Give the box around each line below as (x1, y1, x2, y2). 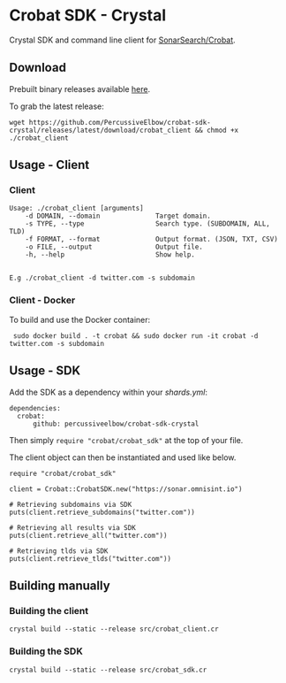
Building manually (9, 578, 110, 593)
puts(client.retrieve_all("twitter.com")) (9, 531, 168, 540)
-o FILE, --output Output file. (25, 242, 203, 252)
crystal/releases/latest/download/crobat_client (9, 126, 192, 134)
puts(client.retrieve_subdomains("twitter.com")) (9, 508, 196, 517)
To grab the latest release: (9, 101, 104, 111)
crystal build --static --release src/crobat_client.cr (9, 625, 219, 633)
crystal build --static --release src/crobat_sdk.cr (9, 665, 207, 674)
